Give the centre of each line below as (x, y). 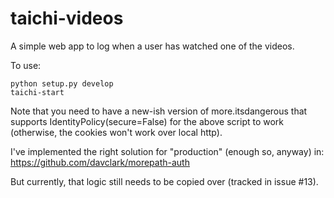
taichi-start (37, 92)
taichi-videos (67, 18)
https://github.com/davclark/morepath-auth (100, 162)
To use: (26, 65)
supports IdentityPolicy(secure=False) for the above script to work (147, 121)
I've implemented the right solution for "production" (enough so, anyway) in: (167, 151)
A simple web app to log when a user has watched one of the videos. (152, 46)
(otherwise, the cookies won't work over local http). (116, 132)
